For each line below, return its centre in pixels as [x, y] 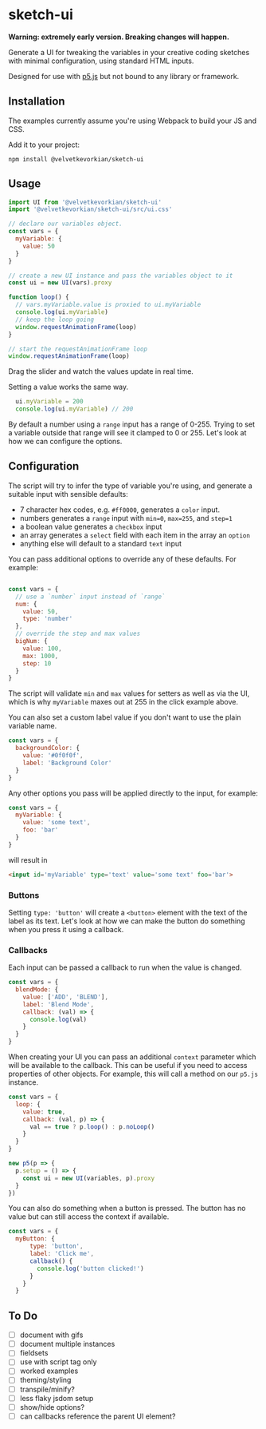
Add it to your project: [44, 145]
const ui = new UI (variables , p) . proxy [89, 1178]
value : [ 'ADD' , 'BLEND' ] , [66, 997]
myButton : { [35, 1239]
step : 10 [37, 663]
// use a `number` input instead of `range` [90, 597]
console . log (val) [58, 1019]
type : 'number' [48, 619]
